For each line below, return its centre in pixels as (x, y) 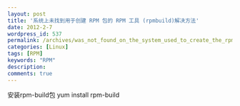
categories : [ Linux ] (38, 47)
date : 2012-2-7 (30, 27)
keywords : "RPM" (31, 60)
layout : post (27, 14)
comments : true (30, 73)
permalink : (24, 41)
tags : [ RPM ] (25, 54)
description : (27, 67)
